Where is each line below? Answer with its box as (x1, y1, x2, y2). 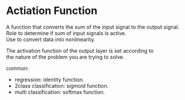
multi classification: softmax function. (14, 88, 105, 95)
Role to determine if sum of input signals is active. (6, 29, 126, 36)
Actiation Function (6, 4, 98, 18)
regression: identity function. (14, 76, 85, 83)
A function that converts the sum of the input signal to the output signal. (6, 23, 180, 30)
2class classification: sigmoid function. (14, 82, 109, 89)
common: (6, 64, 29, 71)
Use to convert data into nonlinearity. (6, 36, 95, 43)
